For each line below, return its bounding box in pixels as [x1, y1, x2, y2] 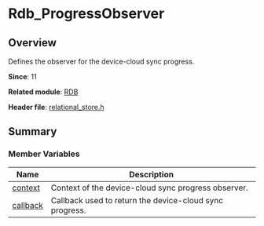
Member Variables [8, 148, 80, 159]
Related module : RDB [8, 87, 79, 97]
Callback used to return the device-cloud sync [50, 195, 224, 206]
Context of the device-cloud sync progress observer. [50, 182, 249, 193]
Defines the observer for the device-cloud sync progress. [8, 56, 195, 66]
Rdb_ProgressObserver [8, 5, 165, 23]
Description [129, 169, 174, 180]
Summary [8, 125, 57, 138]
